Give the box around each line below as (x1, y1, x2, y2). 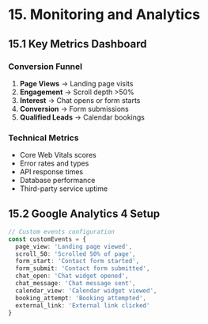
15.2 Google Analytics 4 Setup (8, 207, 161, 220)
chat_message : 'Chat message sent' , (15, 280, 136, 288)
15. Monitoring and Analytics (8, 6, 201, 24)
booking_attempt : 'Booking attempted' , (15, 294, 147, 302)
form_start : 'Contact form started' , (15, 257, 140, 265)
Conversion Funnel (8, 61, 83, 72)
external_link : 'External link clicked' (15, 301, 150, 310)
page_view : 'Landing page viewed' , (15, 242, 133, 250)
